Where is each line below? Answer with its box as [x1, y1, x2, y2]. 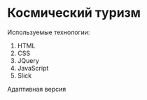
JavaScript [17, 64, 49, 72]
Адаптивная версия [7, 85, 66, 93]
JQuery [17, 56, 40, 64]
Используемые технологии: [7, 28, 90, 36]
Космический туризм [7, 5, 141, 21]
